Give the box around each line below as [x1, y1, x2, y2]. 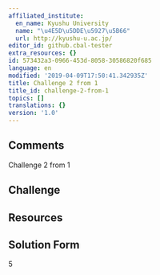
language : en [8, 64, 52, 72]
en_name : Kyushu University [15, 19, 110, 27]
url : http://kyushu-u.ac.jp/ [15, 34, 113, 43]
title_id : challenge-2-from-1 [8, 86, 110, 95]
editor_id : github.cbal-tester [8, 42, 113, 50]
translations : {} [8, 101, 66, 109]
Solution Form [8, 238, 80, 252]
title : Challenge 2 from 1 [8, 79, 98, 87]
